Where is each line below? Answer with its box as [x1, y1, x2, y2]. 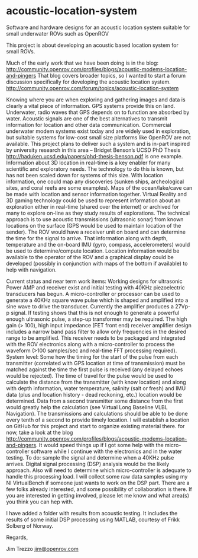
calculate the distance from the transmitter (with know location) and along [6, 378, 186, 385]
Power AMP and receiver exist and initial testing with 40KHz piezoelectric [6, 283, 185, 291]
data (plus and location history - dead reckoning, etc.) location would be [6, 391, 182, 398]
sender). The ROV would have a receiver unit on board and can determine [6, 228, 186, 235]
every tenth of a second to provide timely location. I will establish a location [6, 416, 190, 423]
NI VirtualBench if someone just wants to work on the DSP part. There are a [6, 479, 190, 486]
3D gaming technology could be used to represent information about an [6, 197, 181, 204]
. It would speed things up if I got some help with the [35, 441, 164, 448]
